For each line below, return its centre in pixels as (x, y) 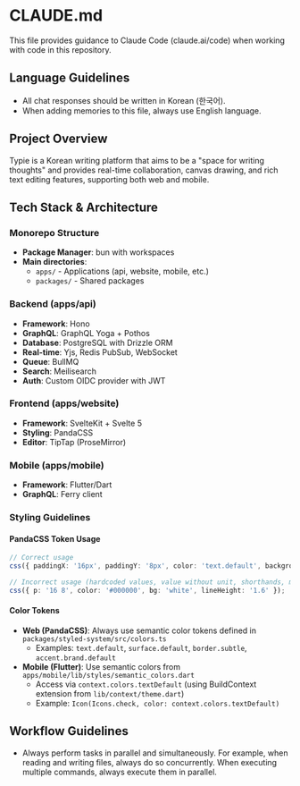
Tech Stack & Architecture (84, 207)
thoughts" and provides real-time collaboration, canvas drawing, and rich (144, 170)
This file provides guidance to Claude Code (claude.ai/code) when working (147, 40)
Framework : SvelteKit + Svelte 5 (82, 423)
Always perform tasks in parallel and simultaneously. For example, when (155, 753)
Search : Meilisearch (59, 371)
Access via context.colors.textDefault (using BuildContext (146, 684)
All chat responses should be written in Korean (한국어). (124, 100)
